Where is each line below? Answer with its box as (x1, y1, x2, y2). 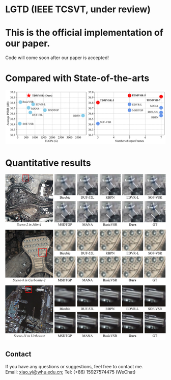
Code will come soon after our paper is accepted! (5, 55, 109, 61)
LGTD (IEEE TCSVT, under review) (5, 4, 151, 15)
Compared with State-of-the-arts (5, 72, 150, 84)
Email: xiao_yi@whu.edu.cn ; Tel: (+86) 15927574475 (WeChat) (5, 369, 136, 375)
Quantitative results (5, 157, 92, 169)
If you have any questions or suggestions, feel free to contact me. (5, 363, 144, 369)
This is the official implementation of (5, 27, 164, 39)
